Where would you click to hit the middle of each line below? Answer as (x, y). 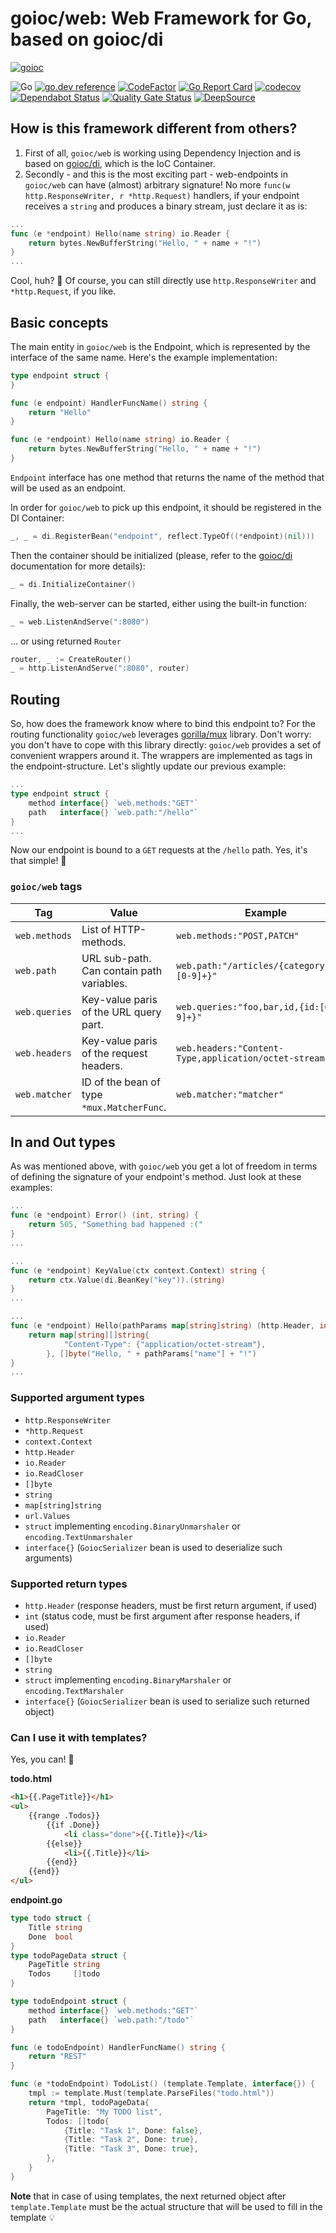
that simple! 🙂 (38, 861)
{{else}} (64, 1843)
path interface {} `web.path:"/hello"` (113, 812)
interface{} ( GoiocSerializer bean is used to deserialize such (153, 1547)
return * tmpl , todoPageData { (89, 2102)
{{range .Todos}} (64, 1816)
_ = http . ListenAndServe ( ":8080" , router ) (100, 668)
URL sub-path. (116, 958)
